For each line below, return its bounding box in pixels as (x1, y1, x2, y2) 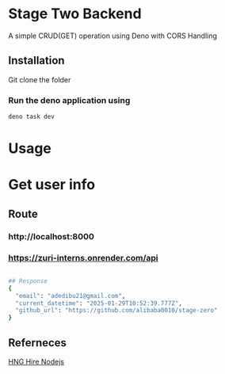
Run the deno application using (8, 94, 131, 105)
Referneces (8, 336, 67, 349)
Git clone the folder (8, 74, 71, 84)
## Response (8, 277, 48, 285)
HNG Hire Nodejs (8, 357, 65, 366)
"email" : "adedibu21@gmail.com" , (15, 292, 126, 300)
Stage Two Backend (8, 5, 142, 23)
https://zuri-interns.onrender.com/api (8, 252, 158, 263)
